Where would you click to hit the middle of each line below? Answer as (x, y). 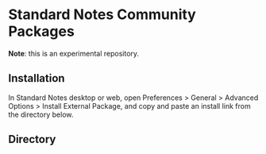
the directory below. (41, 114)
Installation (37, 78)
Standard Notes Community (102, 15)
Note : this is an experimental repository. (74, 53)
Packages (42, 31)
